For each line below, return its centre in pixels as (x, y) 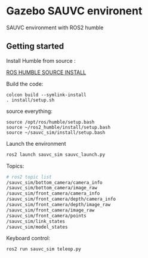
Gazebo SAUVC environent (74, 11)
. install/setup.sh (30, 100)
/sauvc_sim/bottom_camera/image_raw (52, 188)
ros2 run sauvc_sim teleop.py (44, 249)
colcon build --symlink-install (46, 95)
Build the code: (25, 84)
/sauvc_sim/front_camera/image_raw (50, 210)
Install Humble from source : (41, 60)
